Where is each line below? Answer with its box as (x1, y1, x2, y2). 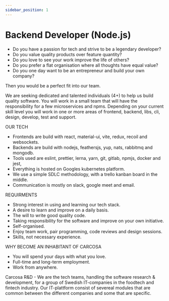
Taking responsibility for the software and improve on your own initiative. (12, 218, 164, 224)
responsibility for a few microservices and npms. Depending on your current (5, 103, 164, 109)
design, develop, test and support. (5, 114, 77, 120)
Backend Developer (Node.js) (5, 29, 131, 40)
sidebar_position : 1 (5, 7, 49, 13)
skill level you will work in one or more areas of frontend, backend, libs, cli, (5, 108, 160, 114)
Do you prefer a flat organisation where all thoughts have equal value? (12, 62, 158, 68)
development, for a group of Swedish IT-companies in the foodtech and (5, 279, 154, 285)
